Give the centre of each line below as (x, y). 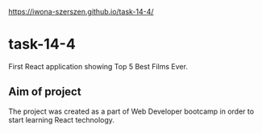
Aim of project (45, 92)
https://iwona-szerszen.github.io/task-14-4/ (81, 12)
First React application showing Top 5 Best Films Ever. (98, 66)
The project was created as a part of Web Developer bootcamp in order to (131, 111)
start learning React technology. (62, 119)
